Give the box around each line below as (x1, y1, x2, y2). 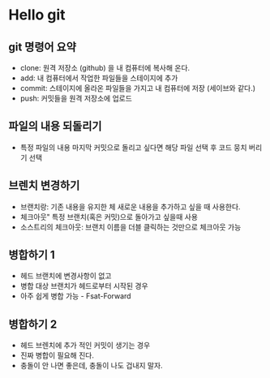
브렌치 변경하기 (8, 178, 80, 192)
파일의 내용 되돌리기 (8, 119, 102, 133)
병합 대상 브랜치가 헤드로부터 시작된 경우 (19, 281, 148, 291)
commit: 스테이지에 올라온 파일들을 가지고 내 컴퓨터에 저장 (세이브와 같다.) (19, 84, 256, 92)
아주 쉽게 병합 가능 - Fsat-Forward (19, 291, 131, 301)
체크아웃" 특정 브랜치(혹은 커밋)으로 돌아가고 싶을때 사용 (19, 212, 199, 221)
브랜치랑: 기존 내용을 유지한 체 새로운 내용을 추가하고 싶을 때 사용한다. (19, 201, 241, 212)
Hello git (8, 6, 66, 24)
